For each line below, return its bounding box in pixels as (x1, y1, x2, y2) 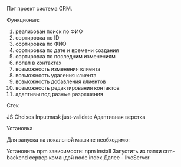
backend (6, 154, 28, 161)
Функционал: (6, 17, 40, 23)
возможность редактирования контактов (15, 84, 120, 91)
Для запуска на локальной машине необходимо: (6, 136, 130, 143)
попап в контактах (15, 59, 62, 66)
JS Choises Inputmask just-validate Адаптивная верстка (6, 113, 146, 120)
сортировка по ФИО (15, 41, 67, 47)
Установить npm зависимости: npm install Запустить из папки (6, 148, 162, 155)
